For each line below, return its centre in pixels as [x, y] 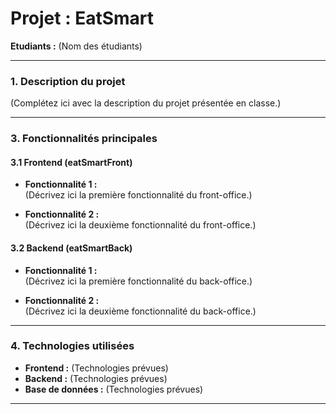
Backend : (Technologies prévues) [96, 378]
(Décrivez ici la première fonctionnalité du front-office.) [138, 195]
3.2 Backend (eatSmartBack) [71, 248]
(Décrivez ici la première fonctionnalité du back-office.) [138, 281]
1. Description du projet [68, 81]
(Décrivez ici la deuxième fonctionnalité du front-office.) [140, 225]
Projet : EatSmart [82, 18]
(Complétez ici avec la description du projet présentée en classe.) [146, 103]
